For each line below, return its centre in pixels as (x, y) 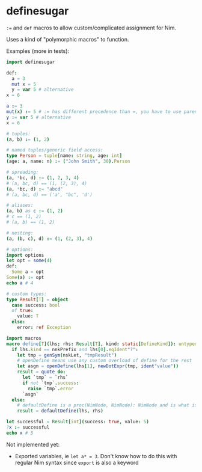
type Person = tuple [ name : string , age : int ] (64, 156)
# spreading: (23, 173)
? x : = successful (28, 428)
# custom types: (26, 294)
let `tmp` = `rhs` (45, 378)
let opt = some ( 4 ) (29, 261)
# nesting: (20, 233)
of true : (23, 311)
